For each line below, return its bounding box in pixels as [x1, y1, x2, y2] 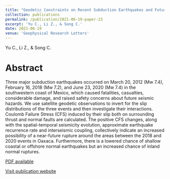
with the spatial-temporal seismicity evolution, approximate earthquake [5, 122, 153, 128]
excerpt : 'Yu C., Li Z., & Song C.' [5, 21, 82, 27]
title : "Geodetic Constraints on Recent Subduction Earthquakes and [5, 7, 153, 13]
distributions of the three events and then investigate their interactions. [5, 105, 153, 111]
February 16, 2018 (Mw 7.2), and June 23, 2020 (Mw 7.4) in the [5, 84, 136, 90]
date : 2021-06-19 [5, 26, 42, 31]
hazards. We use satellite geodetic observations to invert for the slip [5, 100, 147, 106]
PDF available [5, 158, 34, 164]
